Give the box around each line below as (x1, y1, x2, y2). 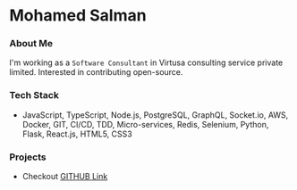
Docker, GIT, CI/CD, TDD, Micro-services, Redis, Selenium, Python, (21, 119, 269, 129)
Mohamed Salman (9, 5, 147, 26)
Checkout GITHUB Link (21, 171, 108, 182)
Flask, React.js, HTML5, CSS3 (21, 128, 132, 139)
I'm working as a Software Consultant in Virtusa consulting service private (9, 57, 284, 68)
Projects (9, 151, 47, 163)
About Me (9, 37, 54, 50)
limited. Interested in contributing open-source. (9, 67, 183, 78)
